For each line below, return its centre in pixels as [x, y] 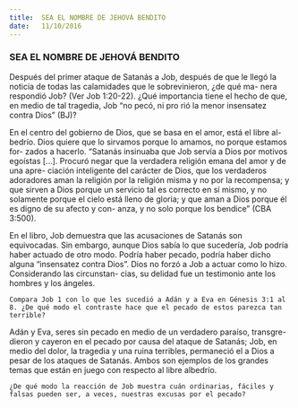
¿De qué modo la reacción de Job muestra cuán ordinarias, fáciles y [142, 386]
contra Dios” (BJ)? [43, 115]
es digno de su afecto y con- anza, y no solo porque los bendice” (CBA [140, 208]
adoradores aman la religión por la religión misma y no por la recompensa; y [149, 179]
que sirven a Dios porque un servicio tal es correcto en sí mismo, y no [138, 189]
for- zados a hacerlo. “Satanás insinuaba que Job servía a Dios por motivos [149, 151]
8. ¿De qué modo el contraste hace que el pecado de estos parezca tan [145, 307]
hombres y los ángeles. [52, 282]
